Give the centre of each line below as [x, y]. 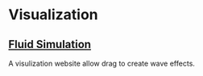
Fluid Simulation [50, 44]
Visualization [53, 15]
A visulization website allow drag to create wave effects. [102, 63]
